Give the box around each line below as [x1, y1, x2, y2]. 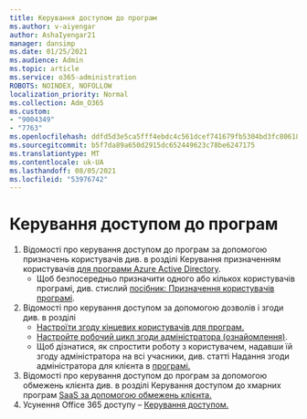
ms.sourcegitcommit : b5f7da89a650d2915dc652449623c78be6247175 [9, 141, 256, 150]
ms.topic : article [9, 65, 79, 74]
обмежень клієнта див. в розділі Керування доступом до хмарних [22, 380, 281, 391]
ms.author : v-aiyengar [9, 22, 96, 31]
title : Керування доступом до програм [9, 13, 157, 23]
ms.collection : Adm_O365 [9, 98, 104, 108]
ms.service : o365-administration [9, 73, 137, 82]
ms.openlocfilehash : [9, 132, 89, 141]
